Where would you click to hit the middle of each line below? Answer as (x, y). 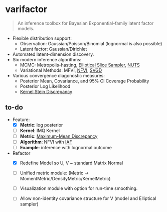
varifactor (26, 9)
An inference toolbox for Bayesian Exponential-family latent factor (86, 23)
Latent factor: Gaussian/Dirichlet (53, 49)
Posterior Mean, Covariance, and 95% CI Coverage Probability (85, 81)
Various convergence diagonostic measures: (59, 75)
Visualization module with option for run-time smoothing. (79, 188)
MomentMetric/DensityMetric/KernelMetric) (65, 179)
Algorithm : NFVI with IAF (46, 142)
